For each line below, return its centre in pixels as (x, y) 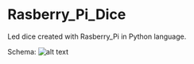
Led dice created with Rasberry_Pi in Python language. (97, 36)
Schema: (22, 51)
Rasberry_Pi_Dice (67, 15)
